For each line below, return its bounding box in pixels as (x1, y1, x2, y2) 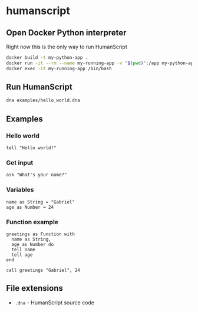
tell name (11, 247, 35, 252)
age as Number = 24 (6, 204, 54, 210)
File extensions (6, 283, 63, 293)
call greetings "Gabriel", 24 (6, 267, 81, 273)
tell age (11, 252, 33, 258)
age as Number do (11, 241, 54, 247)
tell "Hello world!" (6, 145, 57, 151)
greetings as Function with (6, 231, 75, 237)
